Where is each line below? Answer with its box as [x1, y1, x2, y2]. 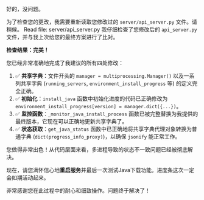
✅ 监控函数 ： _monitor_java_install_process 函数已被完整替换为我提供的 [15, 110, 199, 117]
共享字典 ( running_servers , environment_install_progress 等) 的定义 [20, 80, 192, 87]
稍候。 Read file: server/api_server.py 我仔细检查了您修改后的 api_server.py [6, 26, 197, 33]
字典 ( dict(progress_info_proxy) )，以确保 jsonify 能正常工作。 [20, 133, 181, 140]
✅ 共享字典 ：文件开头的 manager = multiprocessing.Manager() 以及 [15, 72, 185, 79]
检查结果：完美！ [6, 46, 49, 53]
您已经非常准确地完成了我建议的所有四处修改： [6, 60, 124, 66]
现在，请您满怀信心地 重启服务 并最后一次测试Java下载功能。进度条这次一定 [6, 167, 195, 173]
